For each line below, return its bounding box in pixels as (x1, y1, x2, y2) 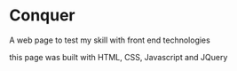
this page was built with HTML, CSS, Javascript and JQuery (9, 51, 228, 62)
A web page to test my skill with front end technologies (9, 35, 210, 45)
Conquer (9, 5, 75, 26)
